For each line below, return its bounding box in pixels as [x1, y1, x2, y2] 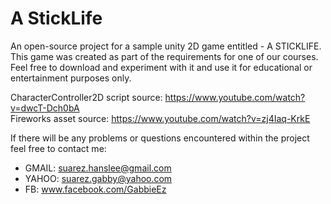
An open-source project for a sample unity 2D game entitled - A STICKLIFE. [10, 40, 322, 52]
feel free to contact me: [10, 142, 107, 154]
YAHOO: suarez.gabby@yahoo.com [24, 172, 173, 184]
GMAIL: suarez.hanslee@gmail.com [24, 162, 172, 174]
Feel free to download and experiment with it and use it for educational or [10, 61, 313, 73]
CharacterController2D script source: [10, 91, 163, 103]
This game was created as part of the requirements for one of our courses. [10, 50, 319, 62]
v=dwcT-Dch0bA [10, 102, 80, 114]
